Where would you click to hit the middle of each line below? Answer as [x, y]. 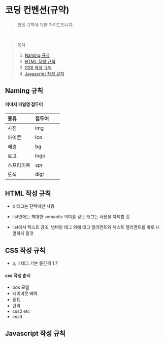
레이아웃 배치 [25, 294]
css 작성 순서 [18, 275]
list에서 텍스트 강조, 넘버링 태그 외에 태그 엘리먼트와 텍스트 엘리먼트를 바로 [83, 227]
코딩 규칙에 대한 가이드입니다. [46, 25]
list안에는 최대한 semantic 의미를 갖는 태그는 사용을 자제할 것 [71, 217]
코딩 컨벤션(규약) [37, 10]
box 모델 [21, 287]
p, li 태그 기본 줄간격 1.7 [35, 263]
